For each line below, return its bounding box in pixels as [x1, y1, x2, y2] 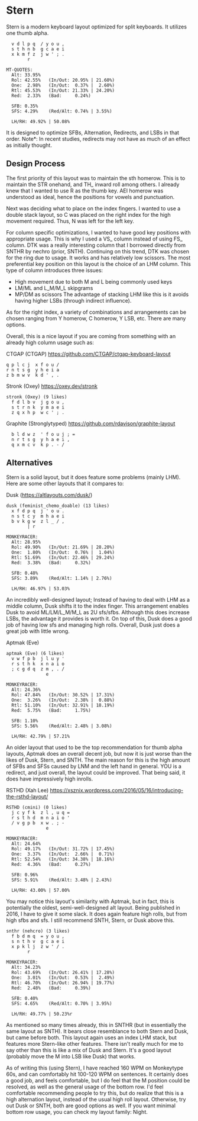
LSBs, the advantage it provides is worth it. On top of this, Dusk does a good [6, 615, 192, 622]
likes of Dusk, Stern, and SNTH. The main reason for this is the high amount [6, 756, 190, 763]
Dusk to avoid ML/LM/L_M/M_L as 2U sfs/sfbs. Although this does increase [6, 608, 190, 616]
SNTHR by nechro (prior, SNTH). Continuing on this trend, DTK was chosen [6, 248, 189, 255]
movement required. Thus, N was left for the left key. [6, 217, 135, 224]
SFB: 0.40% [11, 995, 38, 1001]
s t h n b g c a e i [11, 46, 65, 52]
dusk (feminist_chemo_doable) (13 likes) [6, 503, 110, 509]
